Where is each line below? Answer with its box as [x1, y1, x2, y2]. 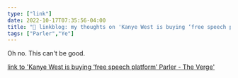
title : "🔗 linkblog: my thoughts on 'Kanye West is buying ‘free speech [7, 23, 227, 30]
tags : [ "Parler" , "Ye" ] [7, 30, 74, 37]
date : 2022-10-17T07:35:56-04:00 [7, 17, 106, 24]
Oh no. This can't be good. [7, 49, 86, 58]
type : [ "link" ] [7, 10, 52, 18]
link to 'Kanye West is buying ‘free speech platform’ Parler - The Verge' [7, 63, 215, 71]
